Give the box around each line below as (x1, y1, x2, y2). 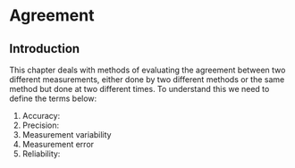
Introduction (9, 41, 80, 56)
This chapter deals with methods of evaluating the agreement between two (9, 64, 286, 75)
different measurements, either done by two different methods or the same (9, 74, 285, 85)
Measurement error (21, 139, 95, 149)
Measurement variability (21, 130, 112, 139)
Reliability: (21, 148, 61, 159)
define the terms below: (9, 93, 97, 104)
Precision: (21, 120, 60, 130)
